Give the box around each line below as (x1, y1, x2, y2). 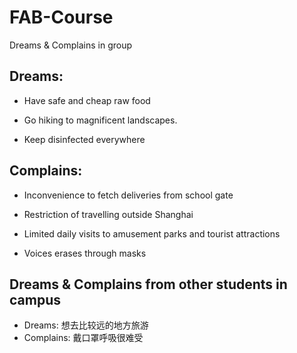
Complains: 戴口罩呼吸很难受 (23, 332, 144, 344)
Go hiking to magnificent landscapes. (23, 114, 178, 126)
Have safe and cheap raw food (23, 94, 151, 106)
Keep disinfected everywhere (23, 133, 146, 145)
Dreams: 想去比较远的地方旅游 (23, 319, 149, 331)
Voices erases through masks (23, 247, 147, 259)
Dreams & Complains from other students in (9, 276, 288, 293)
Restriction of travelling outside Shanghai (23, 208, 194, 220)
